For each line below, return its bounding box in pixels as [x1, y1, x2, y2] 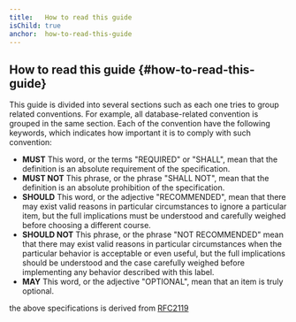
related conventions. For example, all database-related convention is [9, 109, 259, 119]
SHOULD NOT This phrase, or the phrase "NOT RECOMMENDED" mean [21, 229, 285, 240]
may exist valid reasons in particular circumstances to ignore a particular [21, 201, 287, 212]
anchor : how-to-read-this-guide [9, 29, 133, 38]
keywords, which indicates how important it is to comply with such [9, 127, 252, 138]
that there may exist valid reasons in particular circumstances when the [21, 239, 283, 249]
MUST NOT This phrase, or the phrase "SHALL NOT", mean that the [21, 173, 269, 184]
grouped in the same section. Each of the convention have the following [9, 119, 271, 129]
